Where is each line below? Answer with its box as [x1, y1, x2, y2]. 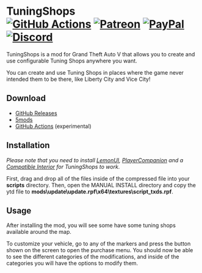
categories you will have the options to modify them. [6, 260, 139, 267]
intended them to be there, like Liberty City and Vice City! [6, 75, 151, 83]
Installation [6, 140, 50, 151]
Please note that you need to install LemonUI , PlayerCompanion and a [6, 156, 184, 163]
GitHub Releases [15, 109, 57, 117]
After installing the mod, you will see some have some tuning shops [6, 222, 176, 229]
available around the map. [6, 228, 72, 236]
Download [6, 93, 46, 103]
